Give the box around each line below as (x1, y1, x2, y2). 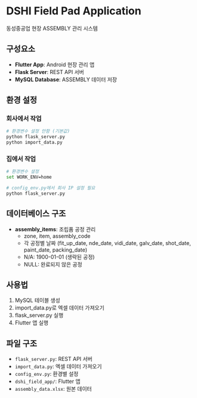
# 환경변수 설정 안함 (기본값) (6, 128, 70, 134)
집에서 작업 (6, 154, 36, 163)
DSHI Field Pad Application (6, 4, 141, 18)
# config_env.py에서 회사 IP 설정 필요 (6, 185, 96, 191)
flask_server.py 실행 (14, 312, 64, 319)
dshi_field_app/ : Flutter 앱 (14, 378, 81, 385)
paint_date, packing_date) (23, 246, 88, 253)
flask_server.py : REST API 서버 (14, 356, 93, 363)
